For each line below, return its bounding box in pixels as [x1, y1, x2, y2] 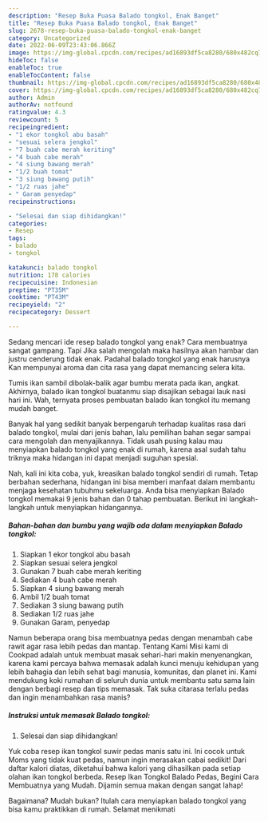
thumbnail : [8, 78, 45, 86]
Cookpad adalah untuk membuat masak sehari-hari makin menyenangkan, [8, 649, 253, 660]
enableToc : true [8, 64, 62, 72]
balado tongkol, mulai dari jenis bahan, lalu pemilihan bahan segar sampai [8, 427, 251, 437]
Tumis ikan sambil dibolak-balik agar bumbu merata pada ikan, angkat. [8, 377, 241, 388]
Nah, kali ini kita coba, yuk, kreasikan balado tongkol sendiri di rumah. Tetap [8, 469, 258, 478]
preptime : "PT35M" [8, 285, 69, 294]
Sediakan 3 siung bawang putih [19, 601, 124, 610]
